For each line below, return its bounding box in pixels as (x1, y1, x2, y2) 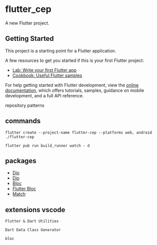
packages (5, 156, 36, 165)
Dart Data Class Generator (5, 228, 61, 233)
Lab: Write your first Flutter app (12, 67, 77, 73)
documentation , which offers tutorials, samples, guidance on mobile (5, 87, 144, 93)
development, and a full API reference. (5, 92, 84, 98)
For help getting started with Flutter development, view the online (5, 82, 139, 88)
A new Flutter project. (5, 20, 50, 26)
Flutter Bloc (12, 186, 36, 192)
